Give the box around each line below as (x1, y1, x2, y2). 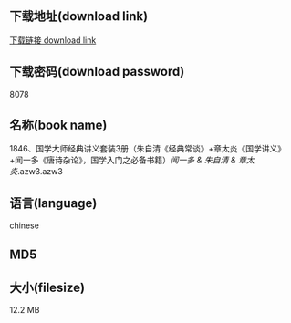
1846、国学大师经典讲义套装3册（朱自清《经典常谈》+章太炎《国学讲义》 (9, 143, 286, 154)
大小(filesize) (9, 280, 85, 296)
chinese (9, 220, 39, 231)
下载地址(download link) (9, 8, 149, 25)
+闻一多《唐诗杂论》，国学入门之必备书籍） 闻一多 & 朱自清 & (9, 154, 237, 166)
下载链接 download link (9, 35, 97, 46)
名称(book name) (9, 118, 108, 133)
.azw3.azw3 (17, 166, 64, 177)
